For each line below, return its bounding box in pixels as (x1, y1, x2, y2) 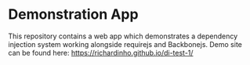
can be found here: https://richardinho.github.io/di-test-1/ (8, 48, 194, 57)
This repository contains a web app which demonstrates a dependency (8, 31, 238, 41)
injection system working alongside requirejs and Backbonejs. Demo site (8, 39, 243, 49)
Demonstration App (8, 5, 139, 23)
